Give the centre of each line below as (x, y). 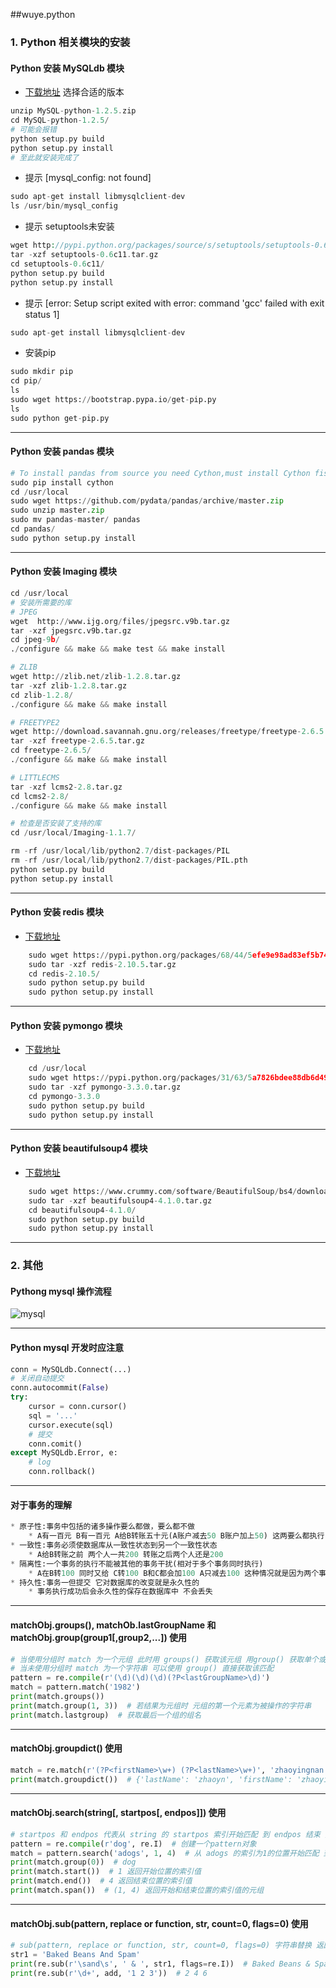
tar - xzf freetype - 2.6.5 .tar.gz (77, 741)
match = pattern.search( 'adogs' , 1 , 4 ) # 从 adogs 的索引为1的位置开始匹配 (165, 1853)
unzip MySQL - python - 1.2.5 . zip (73, 111)
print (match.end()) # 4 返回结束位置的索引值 (101, 1881)
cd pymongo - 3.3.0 (64, 1097)
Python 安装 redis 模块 (57, 912)
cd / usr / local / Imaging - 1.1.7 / (73, 833)
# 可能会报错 (33, 129)
